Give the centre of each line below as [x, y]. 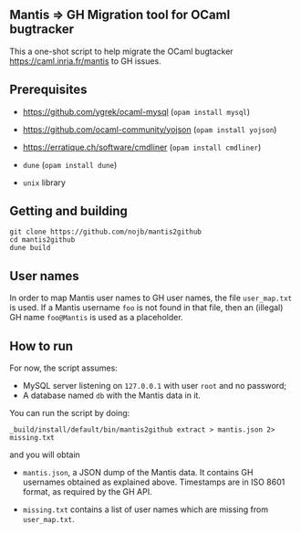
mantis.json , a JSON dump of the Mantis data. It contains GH [138, 473]
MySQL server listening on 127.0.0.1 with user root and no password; [155, 386]
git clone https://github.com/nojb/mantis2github [106, 232]
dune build [30, 248]
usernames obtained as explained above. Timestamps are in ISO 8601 [154, 482]
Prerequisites [48, 90]
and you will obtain [45, 455]
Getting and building [68, 211]
